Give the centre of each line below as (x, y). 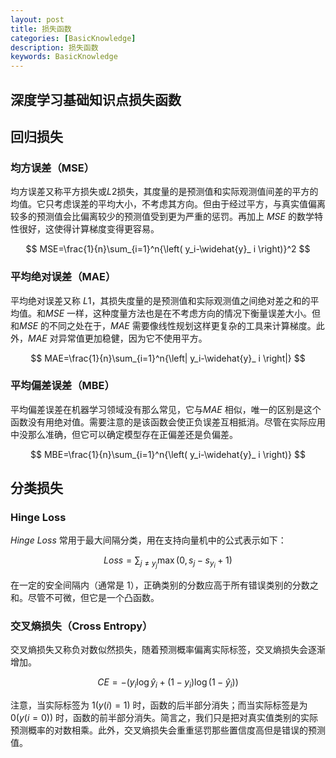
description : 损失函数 (54, 47)
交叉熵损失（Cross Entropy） (81, 626)
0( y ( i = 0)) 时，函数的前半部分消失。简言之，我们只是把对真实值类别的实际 (164, 717)
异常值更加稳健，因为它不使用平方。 (133, 338)
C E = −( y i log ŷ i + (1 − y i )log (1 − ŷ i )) (168, 683)
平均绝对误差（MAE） (63, 277)
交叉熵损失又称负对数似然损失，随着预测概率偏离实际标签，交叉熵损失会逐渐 (168, 649)
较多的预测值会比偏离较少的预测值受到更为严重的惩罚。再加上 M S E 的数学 (162, 217)
